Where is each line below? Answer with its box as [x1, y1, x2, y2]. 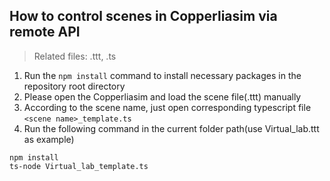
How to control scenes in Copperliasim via [9, 8, 278, 25]
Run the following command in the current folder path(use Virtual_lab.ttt [23, 122, 320, 134]
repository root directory [23, 80, 126, 92]
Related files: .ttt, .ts [33, 50, 117, 62]
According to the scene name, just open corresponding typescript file [23, 101, 312, 113]
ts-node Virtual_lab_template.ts [9, 161, 149, 171]
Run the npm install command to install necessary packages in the [23, 69, 302, 81]
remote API [9, 24, 81, 41]
